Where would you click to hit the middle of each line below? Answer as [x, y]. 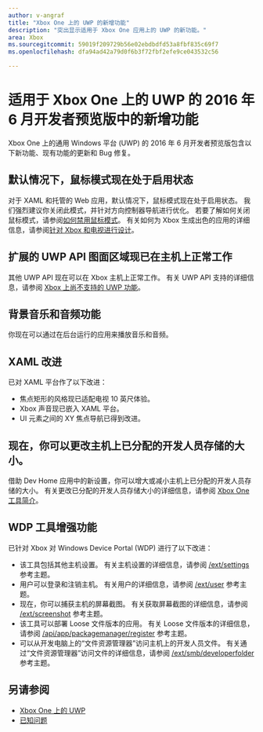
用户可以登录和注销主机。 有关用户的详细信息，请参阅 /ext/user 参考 [130, 584]
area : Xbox [26, 37]
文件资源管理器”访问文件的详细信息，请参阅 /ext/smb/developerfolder [142, 653]
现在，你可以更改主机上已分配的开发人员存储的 [121, 446]
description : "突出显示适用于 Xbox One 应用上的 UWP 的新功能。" [108, 30]
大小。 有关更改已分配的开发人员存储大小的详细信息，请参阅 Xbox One [135, 490]
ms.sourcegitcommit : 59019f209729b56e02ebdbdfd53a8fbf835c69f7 [113, 45]
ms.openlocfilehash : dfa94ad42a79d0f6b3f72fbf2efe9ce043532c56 [113, 52]
